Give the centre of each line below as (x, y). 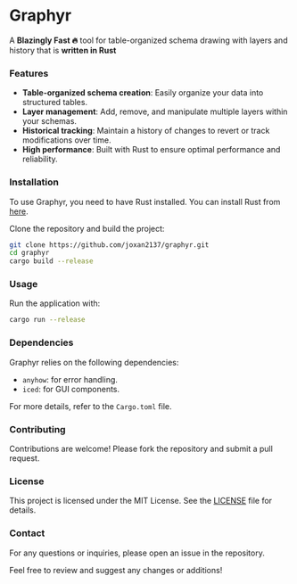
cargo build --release (51, 261)
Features (29, 73)
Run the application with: (55, 303)
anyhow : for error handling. (70, 379)
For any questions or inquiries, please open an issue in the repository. (137, 553)
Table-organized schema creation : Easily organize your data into (143, 93)
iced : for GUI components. (71, 389)
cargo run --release (48, 320)
